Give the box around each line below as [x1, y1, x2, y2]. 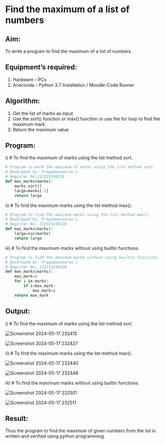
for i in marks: [14, 279, 49, 284]
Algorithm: [5, 97, 40, 106]
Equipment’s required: [5, 63, 77, 72]
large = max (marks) [14, 231, 51, 237]
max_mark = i [32, 288, 56, 293]
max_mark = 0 [14, 274, 38, 279]
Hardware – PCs [12, 76, 47, 83]
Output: [5, 307, 30, 316]
